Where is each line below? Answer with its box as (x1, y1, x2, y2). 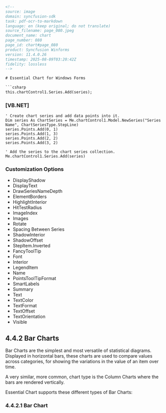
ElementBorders (12, 193, 47, 200)
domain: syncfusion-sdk (5, 14, 56, 19)
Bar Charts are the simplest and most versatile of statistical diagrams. (5, 347, 152, 353)
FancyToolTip (12, 248, 42, 254)
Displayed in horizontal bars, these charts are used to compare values (5, 353, 153, 359)
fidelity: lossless (5, 62, 47, 67)
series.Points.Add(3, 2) (5, 141, 58, 146)
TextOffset (12, 308, 35, 314)
